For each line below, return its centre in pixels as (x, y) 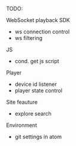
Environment (22, 125)
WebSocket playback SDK (38, 20)
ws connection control (42, 32)
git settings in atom (38, 137)
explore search (33, 114)
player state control (38, 91)
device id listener (36, 84)
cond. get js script (37, 61)
